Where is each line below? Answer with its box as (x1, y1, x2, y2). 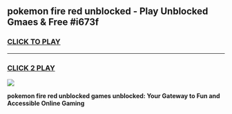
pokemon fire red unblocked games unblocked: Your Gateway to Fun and (7, 91, 220, 99)
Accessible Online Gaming (7, 99, 85, 107)
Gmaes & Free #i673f (7, 17, 99, 28)
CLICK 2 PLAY (7, 63, 55, 73)
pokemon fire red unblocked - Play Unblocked (7, 6, 209, 17)
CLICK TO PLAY (7, 37, 61, 47)
